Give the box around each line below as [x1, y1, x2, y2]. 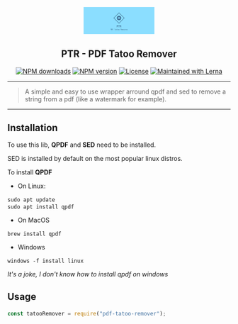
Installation [7, 121, 58, 134]
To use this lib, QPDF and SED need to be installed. [7, 140, 157, 149]
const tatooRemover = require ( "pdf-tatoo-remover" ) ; [7, 311, 166, 318]
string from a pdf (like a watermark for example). [24, 94, 167, 103]
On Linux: [17, 181, 46, 191]
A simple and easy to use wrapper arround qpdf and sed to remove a [24, 87, 227, 96]
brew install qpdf [7, 230, 62, 238]
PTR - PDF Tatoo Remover [61, 48, 177, 60]
